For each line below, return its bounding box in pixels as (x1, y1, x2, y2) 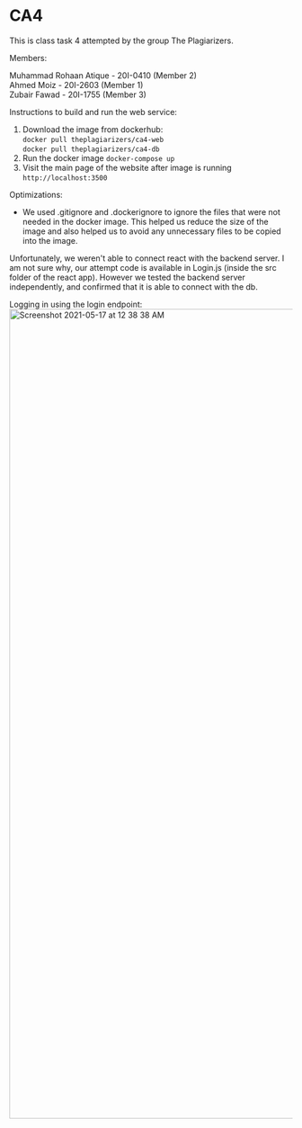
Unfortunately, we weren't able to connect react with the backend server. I (9, 253, 285, 264)
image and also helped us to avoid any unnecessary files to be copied (22, 226, 281, 237)
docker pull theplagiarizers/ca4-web (22, 135, 164, 144)
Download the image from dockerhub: (22, 123, 164, 135)
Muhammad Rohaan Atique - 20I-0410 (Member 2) (9, 69, 198, 81)
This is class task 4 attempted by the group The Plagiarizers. (9, 35, 234, 46)
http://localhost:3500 (22, 173, 108, 183)
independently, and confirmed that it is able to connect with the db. (9, 281, 258, 292)
